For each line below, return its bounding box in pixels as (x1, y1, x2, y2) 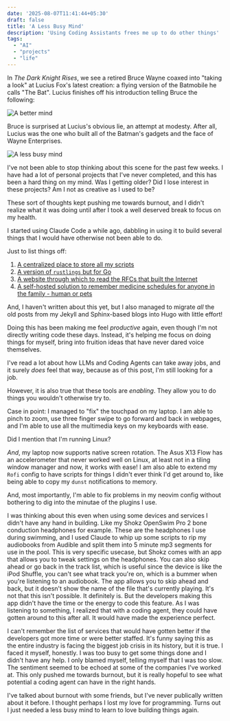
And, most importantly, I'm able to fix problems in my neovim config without (7, 490, 222, 499)
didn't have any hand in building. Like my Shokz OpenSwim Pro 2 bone (7, 518, 207, 527)
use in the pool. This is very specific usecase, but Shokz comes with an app (7, 547, 222, 556)
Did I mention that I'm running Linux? (7, 435, 111, 443)
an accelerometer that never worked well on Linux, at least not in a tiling (7, 455, 211, 463)
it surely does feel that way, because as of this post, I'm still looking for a (7, 365, 213, 374)
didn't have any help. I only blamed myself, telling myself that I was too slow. (7, 656, 223, 664)
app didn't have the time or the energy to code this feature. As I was (7, 599, 200, 607)
